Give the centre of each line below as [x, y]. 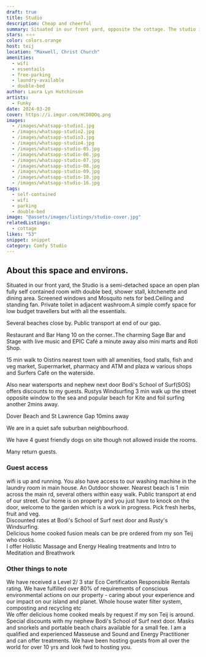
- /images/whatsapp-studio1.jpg [53, 126]
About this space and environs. [67, 270]
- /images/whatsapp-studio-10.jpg [56, 177]
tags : [13, 189]
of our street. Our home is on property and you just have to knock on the [98, 501]
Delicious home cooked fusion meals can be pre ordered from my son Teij [100, 533]
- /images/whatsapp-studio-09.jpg [56, 172]
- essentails [29, 69]
